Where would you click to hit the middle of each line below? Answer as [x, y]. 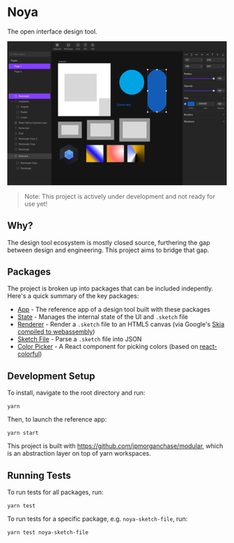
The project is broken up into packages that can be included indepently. [110, 289]
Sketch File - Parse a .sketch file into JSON [79, 339]
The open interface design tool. [52, 31]
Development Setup [51, 376]
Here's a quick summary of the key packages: [73, 296]
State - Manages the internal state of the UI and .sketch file [102, 317]
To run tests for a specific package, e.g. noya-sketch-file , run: [97, 519]
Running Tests [39, 475]
